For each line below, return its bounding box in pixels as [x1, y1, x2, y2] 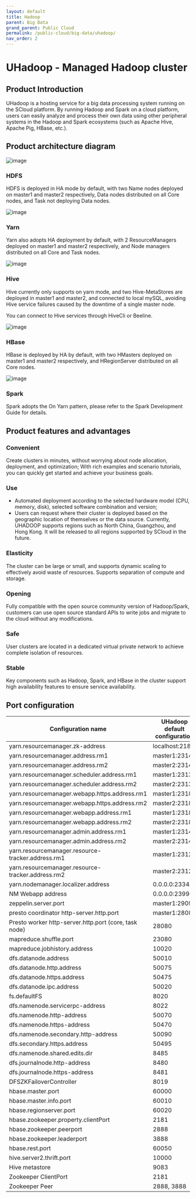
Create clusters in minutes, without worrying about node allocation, [6, 457, 168, 464]
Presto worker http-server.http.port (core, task [9, 918, 138, 927]
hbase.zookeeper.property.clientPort [9, 1116, 110, 1124]
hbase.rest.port [9, 1144, 51, 1152]
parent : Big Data [6, 19, 48, 25]
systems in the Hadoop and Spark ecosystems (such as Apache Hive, [6, 118, 174, 125]
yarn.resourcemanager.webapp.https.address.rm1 [9, 790, 148, 798]
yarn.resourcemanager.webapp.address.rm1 [9, 808, 132, 817]
